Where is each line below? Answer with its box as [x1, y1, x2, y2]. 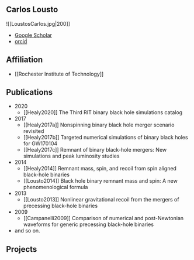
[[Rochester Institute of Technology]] [14, 70, 104, 77]
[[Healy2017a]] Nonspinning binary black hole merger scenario [23, 121, 175, 128]
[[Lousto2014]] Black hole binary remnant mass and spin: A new [23, 177, 178, 184]
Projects [6, 244, 37, 254]
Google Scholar [14, 32, 53, 39]
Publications [6, 87, 53, 97]
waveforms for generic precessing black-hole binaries [23, 221, 154, 228]
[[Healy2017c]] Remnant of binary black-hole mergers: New [23, 146, 167, 153]
